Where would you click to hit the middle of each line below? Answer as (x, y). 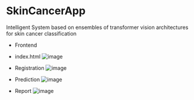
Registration (29, 68)
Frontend (26, 45)
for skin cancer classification (42, 33)
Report (23, 91)
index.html (28, 56)
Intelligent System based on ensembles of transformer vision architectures (97, 27)
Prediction (27, 79)
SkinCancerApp (46, 11)
